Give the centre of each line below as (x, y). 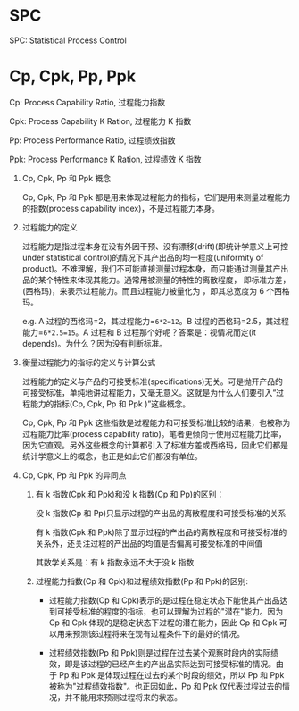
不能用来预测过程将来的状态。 (128, 697)
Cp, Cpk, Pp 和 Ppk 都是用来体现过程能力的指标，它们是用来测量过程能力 (156, 197)
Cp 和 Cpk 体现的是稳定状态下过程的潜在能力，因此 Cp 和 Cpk (163, 623)
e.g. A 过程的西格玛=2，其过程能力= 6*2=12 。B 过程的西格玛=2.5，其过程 (156, 321)
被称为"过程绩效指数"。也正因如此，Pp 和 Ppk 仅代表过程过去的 (166, 686)
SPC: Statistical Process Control (68, 40)
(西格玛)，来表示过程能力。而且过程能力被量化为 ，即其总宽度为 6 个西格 (156, 290)
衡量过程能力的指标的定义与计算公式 (89, 362)
